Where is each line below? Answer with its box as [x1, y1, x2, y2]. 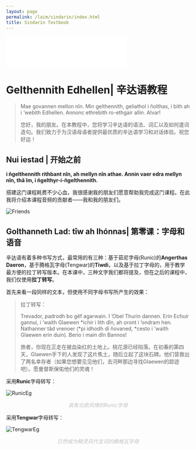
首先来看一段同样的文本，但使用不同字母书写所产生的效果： [6, 288, 149, 295]
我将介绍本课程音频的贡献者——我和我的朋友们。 [6, 196, 124, 203]
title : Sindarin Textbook [6, 19, 69, 25]
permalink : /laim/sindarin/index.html [6, 14, 100, 20]
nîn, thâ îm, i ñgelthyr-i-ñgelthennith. [6, 177, 98, 184]
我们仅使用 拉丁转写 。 [6, 276, 57, 283]
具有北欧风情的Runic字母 [68, 401, 128, 408]
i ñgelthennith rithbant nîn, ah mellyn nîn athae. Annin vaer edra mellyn [6, 171, 182, 178]
